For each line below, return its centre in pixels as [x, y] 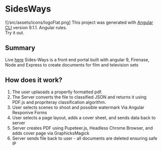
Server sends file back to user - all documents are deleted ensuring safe [85, 138]
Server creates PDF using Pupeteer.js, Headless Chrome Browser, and [82, 128]
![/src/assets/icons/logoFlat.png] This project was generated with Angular [79, 22]
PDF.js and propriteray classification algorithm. [59, 102]
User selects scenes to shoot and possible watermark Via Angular [78, 107]
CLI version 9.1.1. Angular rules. [36, 27]
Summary [20, 48]
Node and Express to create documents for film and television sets [72, 65]
